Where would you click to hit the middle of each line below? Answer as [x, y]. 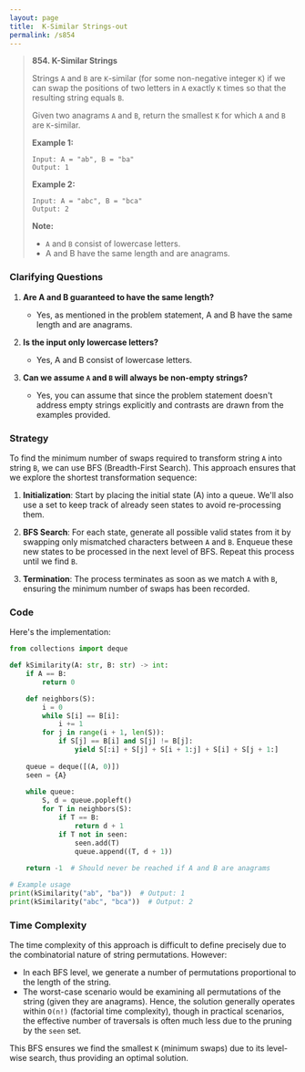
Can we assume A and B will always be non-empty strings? [135, 377]
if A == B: [46, 674]
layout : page [34, 18]
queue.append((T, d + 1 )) [123, 851]
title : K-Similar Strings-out [69, 26]
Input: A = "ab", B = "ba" [83, 160]
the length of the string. [67, 983]
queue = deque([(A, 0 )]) [73, 766]
